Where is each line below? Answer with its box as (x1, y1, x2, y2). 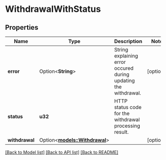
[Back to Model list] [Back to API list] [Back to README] (5, 150, 119, 155)
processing (114, 122, 140, 129)
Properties (5, 23, 39, 32)
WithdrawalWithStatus (5, 3, 101, 15)
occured (114, 65, 134, 71)
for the (114, 110, 130, 117)
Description (114, 38, 142, 45)
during (114, 71, 129, 78)
